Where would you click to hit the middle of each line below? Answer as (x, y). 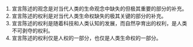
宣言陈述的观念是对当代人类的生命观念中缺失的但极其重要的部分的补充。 (99, 9)
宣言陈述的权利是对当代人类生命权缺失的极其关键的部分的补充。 (89, 16)
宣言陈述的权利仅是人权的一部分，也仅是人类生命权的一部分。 (86, 38)
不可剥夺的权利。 (32, 31)
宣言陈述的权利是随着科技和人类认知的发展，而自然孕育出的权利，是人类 (99, 23)
